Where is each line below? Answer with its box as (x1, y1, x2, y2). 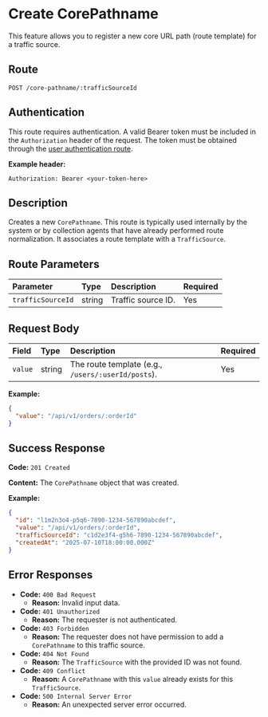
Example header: (8, 159, 66, 168)
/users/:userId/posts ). (69, 368, 158, 380)
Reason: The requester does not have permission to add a (31, 632, 224, 641)
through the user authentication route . (8, 144, 133, 153)
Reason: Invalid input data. (31, 597, 120, 607)
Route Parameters (8, 257, 100, 271)
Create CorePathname (8, 5, 159, 23)
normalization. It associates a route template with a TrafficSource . (8, 234, 226, 244)
